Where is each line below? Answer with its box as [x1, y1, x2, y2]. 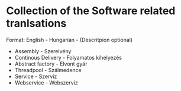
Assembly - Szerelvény [14, 47, 72, 54]
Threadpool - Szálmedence [14, 66, 82, 73]
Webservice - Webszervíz [14, 79, 78, 86]
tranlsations [6, 17, 67, 30]
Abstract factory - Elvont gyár [14, 60, 88, 67]
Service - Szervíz [14, 73, 57, 80]
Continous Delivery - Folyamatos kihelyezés [14, 54, 122, 61]
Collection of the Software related [6, 4, 176, 18]
